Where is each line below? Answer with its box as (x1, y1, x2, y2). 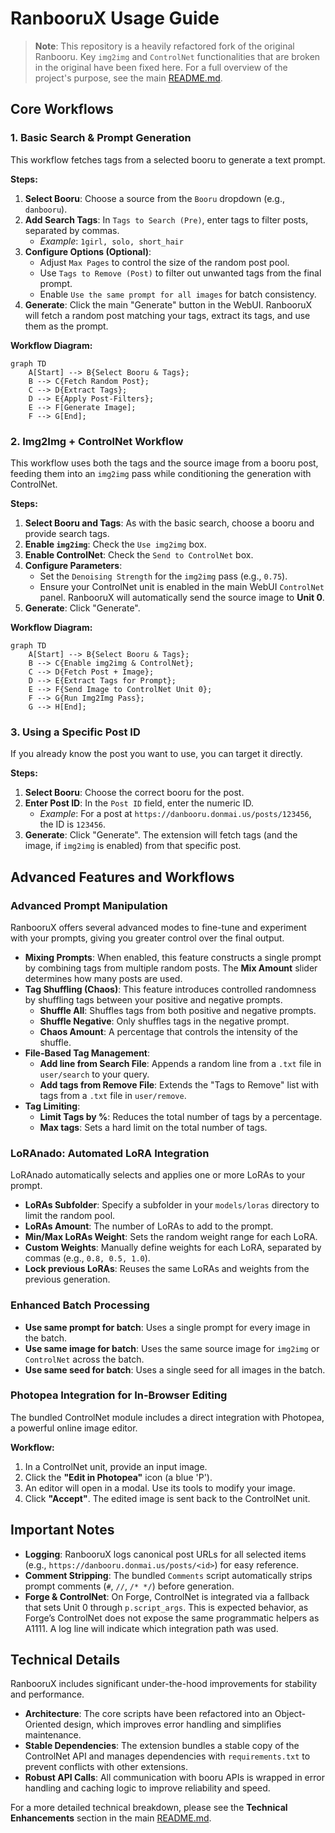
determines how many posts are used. (24, 972, 183, 984)
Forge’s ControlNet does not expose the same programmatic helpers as (24, 1612, 320, 1624)
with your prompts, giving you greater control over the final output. (10, 932, 285, 944)
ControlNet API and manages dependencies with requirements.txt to (24, 1750, 311, 1762)
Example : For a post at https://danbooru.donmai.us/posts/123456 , (39, 808, 312, 820)
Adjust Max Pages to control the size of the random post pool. (39, 256, 290, 268)
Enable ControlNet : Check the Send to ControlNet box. (24, 548, 254, 561)
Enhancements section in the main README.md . (10, 1812, 212, 1824)
